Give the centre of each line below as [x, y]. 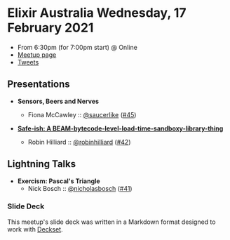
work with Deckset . [35, 229]
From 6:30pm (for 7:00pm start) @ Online [77, 47]
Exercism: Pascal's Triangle [59, 181]
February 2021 [50, 28]
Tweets [28, 62]
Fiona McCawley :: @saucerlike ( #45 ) [82, 114]
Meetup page [37, 55]
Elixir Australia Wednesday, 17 [97, 13]
